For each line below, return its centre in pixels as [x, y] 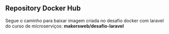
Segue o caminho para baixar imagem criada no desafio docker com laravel [84, 20]
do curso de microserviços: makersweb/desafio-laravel [65, 26]
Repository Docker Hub [43, 8]
